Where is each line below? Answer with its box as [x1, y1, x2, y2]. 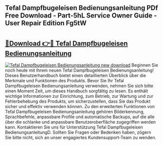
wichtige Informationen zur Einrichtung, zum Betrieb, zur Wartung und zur [5, 93, 153, 99]
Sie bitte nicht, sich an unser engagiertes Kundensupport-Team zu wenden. [5, 135, 157, 140]
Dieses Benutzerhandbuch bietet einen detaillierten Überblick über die [5, 72, 146, 78]
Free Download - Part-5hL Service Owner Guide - [5, 12, 157, 20]
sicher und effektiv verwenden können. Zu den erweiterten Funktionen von [5, 104, 155, 109]
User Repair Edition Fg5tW [5, 19, 87, 27]
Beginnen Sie [131, 62, 158, 68]
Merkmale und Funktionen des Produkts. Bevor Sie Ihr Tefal [5, 78, 124, 83]
